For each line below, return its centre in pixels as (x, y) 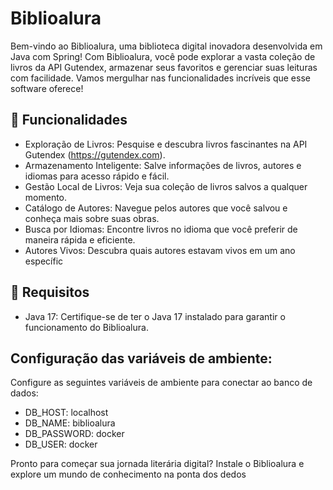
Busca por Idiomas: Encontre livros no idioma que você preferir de (161, 229)
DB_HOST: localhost (66, 413)
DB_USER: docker (61, 444)
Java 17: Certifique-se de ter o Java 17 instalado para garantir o (155, 316)
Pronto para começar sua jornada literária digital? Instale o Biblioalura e (157, 464)
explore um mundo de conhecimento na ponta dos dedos (128, 474)
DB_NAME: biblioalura (70, 423)
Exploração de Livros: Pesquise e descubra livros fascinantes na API (166, 144)
